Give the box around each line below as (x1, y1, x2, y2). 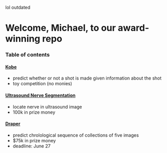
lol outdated (5, 5, 31, 10)
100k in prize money (12, 109, 56, 115)
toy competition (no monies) (12, 81, 73, 87)
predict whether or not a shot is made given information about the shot (12, 75, 162, 81)
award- (117, 22, 150, 34)
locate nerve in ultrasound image (12, 104, 83, 110)
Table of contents (5, 51, 50, 58)
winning (5, 33, 40, 45)
